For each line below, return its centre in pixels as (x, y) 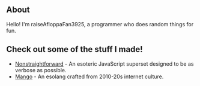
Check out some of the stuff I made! (74, 49)
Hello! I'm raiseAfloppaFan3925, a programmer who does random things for (100, 24)
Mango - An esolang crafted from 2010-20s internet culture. (89, 76)
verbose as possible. (41, 70)
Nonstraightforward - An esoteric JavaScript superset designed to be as (104, 64)
